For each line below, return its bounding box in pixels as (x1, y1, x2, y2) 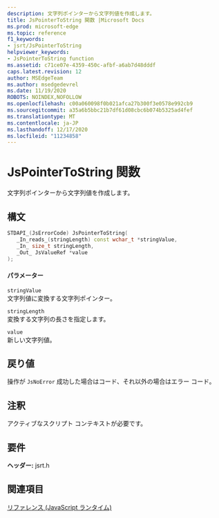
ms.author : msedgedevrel (7, 81, 79, 88)
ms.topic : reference (7, 29, 67, 37)
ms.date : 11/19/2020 (7, 87, 67, 94)
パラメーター (7, 271, 44, 279)
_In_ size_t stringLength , (16, 242, 95, 249)
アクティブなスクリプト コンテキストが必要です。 (7, 420, 147, 428)
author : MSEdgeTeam (7, 74, 64, 82)
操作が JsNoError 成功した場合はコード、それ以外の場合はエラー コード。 (7, 377, 216, 386)
